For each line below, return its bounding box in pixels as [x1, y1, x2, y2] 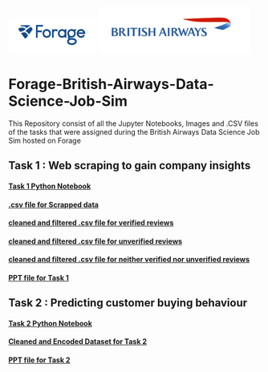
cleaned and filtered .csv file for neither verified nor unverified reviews [8, 255, 250, 265]
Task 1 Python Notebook [8, 181, 91, 191]
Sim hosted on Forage [8, 135, 82, 145]
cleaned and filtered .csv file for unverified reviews [8, 236, 183, 246]
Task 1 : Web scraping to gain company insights [8, 159, 251, 172]
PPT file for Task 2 [8, 355, 71, 365]
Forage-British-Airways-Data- [8, 75, 214, 94]
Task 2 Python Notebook [8, 318, 92, 328]
